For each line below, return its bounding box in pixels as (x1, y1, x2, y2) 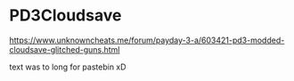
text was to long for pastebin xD (9, 61, 127, 72)
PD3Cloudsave (9, 5, 122, 26)
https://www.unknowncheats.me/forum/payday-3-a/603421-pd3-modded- (9, 35, 285, 45)
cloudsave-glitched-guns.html (9, 44, 120, 54)
